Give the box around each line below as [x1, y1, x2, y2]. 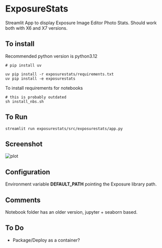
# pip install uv [5, 63, 42, 68]
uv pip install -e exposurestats [5, 76, 76, 81]
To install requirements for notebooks [5, 85, 83, 91]
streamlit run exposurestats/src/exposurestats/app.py [5, 126, 123, 131]
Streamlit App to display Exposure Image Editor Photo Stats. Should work [5, 20, 157, 26]
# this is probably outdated [5, 94, 67, 100]
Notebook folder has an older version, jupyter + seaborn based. [5, 209, 138, 215]
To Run [5, 113, 28, 121]
